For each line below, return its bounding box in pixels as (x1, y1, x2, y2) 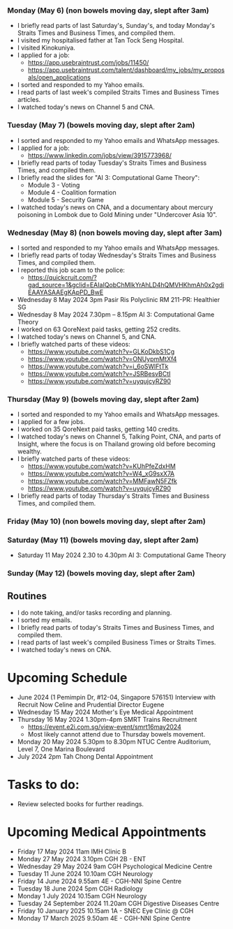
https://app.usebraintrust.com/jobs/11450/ (27, 59, 149, 67)
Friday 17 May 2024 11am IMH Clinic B (17, 847, 127, 856)
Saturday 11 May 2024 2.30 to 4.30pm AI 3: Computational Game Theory (17, 551, 227, 559)
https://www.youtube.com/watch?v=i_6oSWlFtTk (27, 362, 169, 370)
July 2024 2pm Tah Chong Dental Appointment (17, 753, 153, 761)
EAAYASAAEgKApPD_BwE (27, 288, 104, 296)
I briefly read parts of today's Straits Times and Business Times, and (17, 624, 214, 632)
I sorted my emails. (17, 616, 73, 624)
